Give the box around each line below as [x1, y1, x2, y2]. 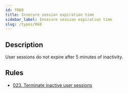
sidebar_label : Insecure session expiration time [5, 17, 113, 22]
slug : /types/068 [5, 21, 42, 27]
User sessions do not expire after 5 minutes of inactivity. [5, 54, 123, 60]
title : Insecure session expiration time [5, 12, 94, 17]
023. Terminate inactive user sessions [12, 82, 92, 88]
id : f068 [5, 7, 24, 13]
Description [5, 40, 43, 49]
